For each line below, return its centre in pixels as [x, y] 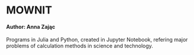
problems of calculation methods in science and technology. [80, 46]
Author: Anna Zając [31, 26]
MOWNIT [29, 10]
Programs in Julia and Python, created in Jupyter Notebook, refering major [97, 40]
